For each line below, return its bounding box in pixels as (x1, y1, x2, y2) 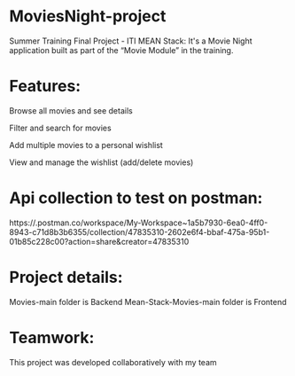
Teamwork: (9, 327, 95, 348)
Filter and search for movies (9, 122, 113, 133)
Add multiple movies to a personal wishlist (9, 139, 164, 150)
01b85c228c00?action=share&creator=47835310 (9, 236, 190, 247)
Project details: (9, 268, 123, 287)
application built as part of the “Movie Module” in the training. (9, 44, 234, 55)
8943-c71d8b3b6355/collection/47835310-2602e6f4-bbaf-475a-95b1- (9, 226, 270, 237)
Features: (9, 76, 82, 97)
